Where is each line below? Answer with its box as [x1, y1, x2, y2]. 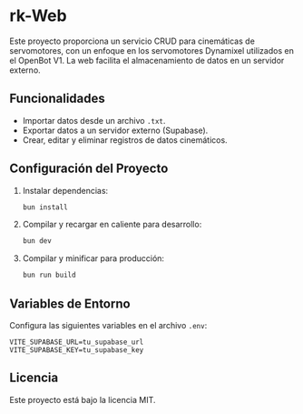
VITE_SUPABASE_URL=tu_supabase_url [9, 338, 144, 347]
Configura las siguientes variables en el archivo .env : [9, 320, 208, 330]
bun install [22, 202, 68, 212]
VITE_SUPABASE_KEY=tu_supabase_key [9, 346, 144, 355]
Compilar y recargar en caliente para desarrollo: [22, 219, 202, 230]
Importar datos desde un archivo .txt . [22, 115, 166, 126]
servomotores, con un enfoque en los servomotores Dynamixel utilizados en [9, 45, 295, 56]
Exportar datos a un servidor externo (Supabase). [22, 125, 209, 136]
